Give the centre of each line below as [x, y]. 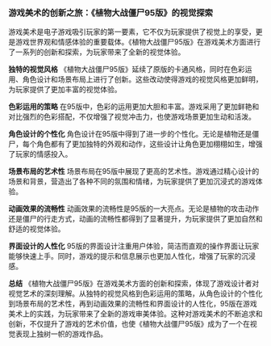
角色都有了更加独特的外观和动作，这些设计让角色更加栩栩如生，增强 [149, 144]
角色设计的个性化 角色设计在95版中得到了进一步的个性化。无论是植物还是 [130, 134]
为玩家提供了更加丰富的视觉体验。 [65, 90]
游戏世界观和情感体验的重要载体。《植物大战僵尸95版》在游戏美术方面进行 [138, 42]
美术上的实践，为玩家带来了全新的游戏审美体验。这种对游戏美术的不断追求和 [135, 314]
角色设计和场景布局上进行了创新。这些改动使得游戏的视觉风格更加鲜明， [142, 79]
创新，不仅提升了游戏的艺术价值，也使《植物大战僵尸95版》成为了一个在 [129, 324]
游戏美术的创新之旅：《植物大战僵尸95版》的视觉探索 [111, 12]
